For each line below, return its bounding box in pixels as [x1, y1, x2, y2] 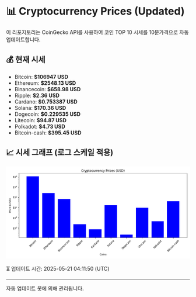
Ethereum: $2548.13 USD [14, 80, 76, 87]
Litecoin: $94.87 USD [14, 116, 67, 123]
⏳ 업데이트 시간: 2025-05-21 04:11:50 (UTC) [6, 265, 110, 272]
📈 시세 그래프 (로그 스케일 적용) [6, 147, 114, 158]
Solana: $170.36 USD [14, 104, 66, 111]
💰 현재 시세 [6, 55, 45, 65]
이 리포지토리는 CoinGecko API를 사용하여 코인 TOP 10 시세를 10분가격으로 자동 [6, 29, 189, 36]
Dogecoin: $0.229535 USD [14, 110, 80, 118]
